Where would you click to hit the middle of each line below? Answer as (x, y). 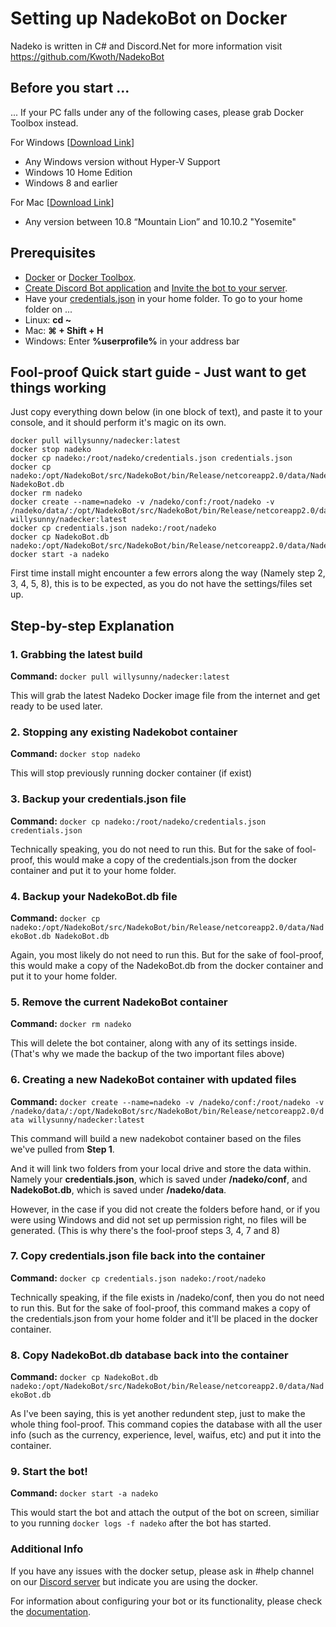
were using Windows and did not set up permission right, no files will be (158, 1219)
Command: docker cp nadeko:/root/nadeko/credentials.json (138, 821)
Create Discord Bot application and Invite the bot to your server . (156, 288)
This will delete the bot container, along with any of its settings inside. (154, 1043)
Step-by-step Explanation (92, 625)
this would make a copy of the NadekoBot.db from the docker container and (167, 965)
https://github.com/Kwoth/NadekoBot (87, 56)
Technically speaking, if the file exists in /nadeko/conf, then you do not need (167, 1297)
